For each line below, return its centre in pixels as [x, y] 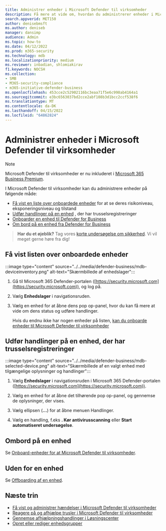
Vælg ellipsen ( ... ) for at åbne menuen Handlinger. [63, 410]
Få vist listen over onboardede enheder [67, 255]
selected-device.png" [27, 366]
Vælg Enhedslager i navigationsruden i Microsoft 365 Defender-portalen [86, 381]
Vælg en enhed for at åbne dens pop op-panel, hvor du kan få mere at [83, 306]
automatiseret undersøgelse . [43, 425]
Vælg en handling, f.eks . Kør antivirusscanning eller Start [72, 420]
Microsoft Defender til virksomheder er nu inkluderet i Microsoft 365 [75, 173]
